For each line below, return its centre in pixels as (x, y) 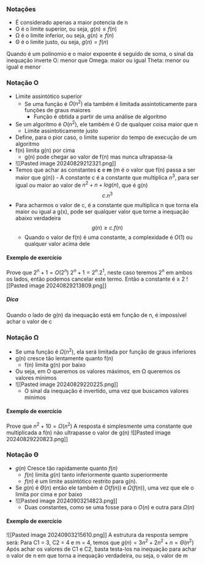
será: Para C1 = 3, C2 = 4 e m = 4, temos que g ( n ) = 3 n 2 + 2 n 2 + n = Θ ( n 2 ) (100, 542)
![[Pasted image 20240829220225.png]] (66, 384)
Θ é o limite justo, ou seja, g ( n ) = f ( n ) (62, 42)
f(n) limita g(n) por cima (45, 150)
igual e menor (24, 67)
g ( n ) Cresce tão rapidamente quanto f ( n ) (66, 468)
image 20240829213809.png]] (68, 285)
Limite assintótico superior (49, 96)
